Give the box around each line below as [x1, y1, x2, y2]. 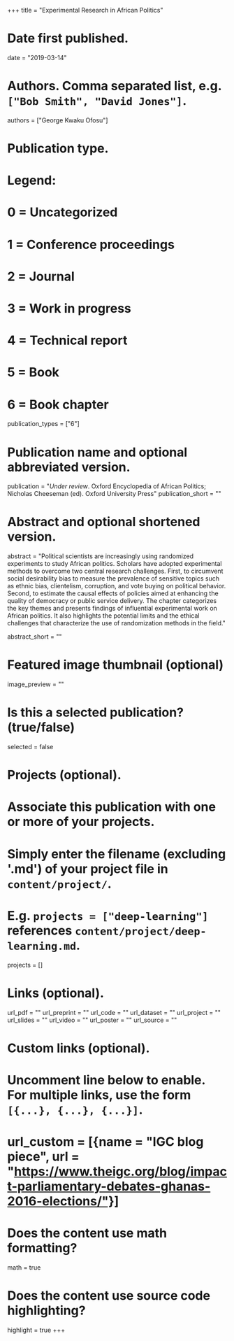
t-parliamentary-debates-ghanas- [7, 1179, 211, 1195]
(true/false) [7, 720, 75, 735]
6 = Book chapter [7, 397, 110, 412]
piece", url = [7, 1149, 80, 1165]
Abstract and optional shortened [7, 514, 200, 530]
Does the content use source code [7, 1288, 211, 1304]
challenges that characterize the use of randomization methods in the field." [7, 619, 226, 627]
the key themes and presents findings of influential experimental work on [7, 604, 218, 613]
